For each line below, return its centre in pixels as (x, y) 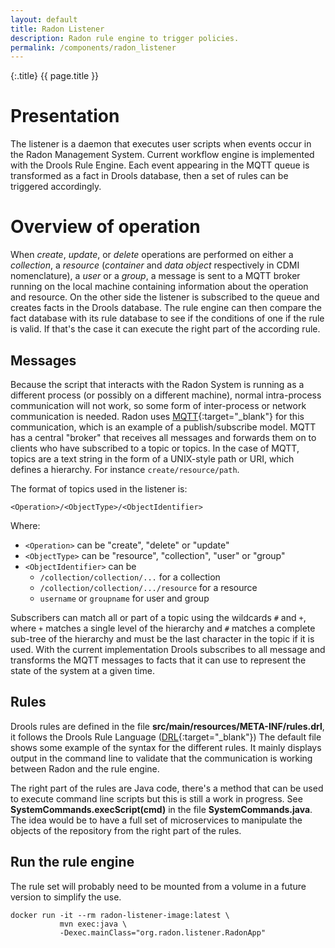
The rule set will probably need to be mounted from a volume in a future (158, 886)
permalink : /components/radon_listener (93, 47)
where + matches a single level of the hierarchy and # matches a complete (163, 628)
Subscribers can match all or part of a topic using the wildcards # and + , (158, 617)
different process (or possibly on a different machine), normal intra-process (166, 395)
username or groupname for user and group (124, 598)
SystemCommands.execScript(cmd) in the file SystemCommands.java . (161, 809)
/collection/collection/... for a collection (130, 577)
